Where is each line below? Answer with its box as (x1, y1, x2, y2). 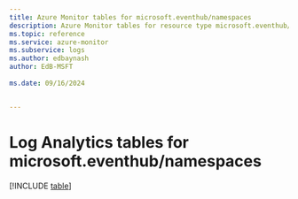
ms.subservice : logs (9, 46, 86, 55)
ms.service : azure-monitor (9, 37, 109, 47)
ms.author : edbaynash (9, 54, 90, 63)
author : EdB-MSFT (9, 63, 74, 72)
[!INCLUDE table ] (9, 180, 73, 191)
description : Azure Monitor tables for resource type (9, 21, 213, 30)
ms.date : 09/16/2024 (9, 79, 86, 88)
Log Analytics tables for (9, 132, 189, 152)
